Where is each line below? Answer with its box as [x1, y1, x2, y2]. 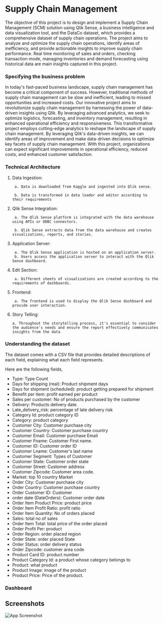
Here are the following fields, [5, 366, 63, 372]
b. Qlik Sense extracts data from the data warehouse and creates [14, 227, 152, 232]
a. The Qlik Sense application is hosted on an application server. [14, 250, 157, 255]
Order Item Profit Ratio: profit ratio [12, 505, 81, 511]
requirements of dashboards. [12, 281, 72, 285]
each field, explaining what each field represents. [5, 357, 104, 362]
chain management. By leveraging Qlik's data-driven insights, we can [5, 131, 144, 137]
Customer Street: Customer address [12, 464, 85, 470]
